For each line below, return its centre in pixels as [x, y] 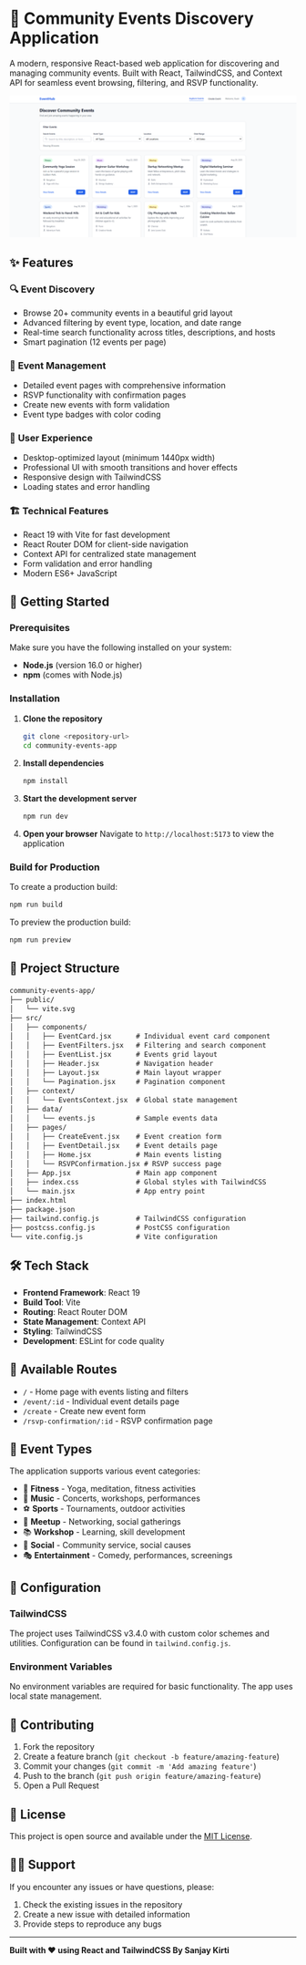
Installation [35, 698]
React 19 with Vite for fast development [96, 534]
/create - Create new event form [84, 1411]
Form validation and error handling [87, 564]
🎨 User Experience [51, 438]
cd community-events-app [70, 746]
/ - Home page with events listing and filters [106, 1391]
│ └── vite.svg [42, 1008]
